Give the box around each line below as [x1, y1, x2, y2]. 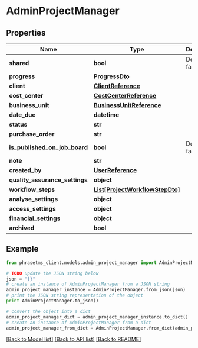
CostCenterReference [93, 92, 157, 99]
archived [9, 224, 35, 232]
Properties [6, 28, 46, 38]
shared [9, 59, 29, 67]
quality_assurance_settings [9, 176, 88, 184]
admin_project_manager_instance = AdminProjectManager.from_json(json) [6, 287, 186, 293]
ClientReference [93, 82, 140, 90]
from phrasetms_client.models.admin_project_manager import [6, 259, 157, 266]
